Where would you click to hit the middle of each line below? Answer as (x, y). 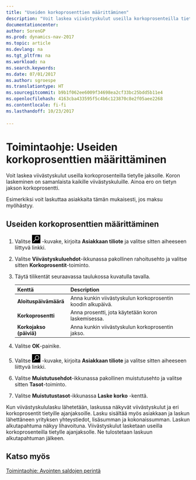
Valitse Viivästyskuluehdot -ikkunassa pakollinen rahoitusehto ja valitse (101, 259)
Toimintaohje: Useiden (62, 147)
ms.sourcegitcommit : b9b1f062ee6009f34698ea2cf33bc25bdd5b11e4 (85, 93)
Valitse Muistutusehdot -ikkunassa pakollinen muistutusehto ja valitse (98, 378)
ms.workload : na (26, 61)
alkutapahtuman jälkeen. (36, 438)
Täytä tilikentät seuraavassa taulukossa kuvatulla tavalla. (82, 277)
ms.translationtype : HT (35, 87)
